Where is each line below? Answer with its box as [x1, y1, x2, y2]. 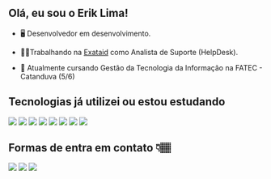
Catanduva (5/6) [19, 71, 75, 81]
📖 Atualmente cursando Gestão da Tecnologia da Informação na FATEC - [19, 62, 263, 72]
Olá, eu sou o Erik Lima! [8, 6, 129, 20]
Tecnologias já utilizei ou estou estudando [8, 95, 226, 109]
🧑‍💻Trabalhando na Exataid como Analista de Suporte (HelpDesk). [19, 47, 239, 57]
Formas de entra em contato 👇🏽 [8, 141, 171, 155]
